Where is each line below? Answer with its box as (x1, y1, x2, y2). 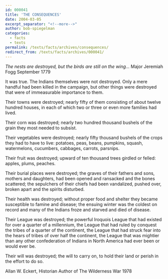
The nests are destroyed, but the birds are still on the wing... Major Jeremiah (5, 63, 163, 69)
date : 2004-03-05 (5, 17, 42, 22)
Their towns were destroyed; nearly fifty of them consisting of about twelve (5, 99, 161, 105)
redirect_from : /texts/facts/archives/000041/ (5, 49, 104, 54)
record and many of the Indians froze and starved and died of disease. (5, 206, 151, 213)
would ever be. (5, 243, 36, 249)
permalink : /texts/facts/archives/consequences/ (5, 45, 109, 50)
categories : (5, 31, 30, 36)
